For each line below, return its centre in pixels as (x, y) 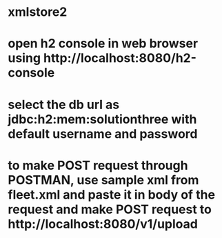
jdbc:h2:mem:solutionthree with (102, 119)
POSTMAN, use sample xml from (103, 180)
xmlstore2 (38, 12)
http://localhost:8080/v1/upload (103, 224)
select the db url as (64, 105)
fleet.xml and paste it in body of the (112, 195)
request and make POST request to (110, 209)
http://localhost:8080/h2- (120, 58)
